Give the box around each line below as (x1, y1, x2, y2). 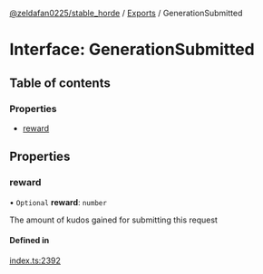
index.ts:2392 (9, 255, 62, 266)
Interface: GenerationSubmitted (9, 40, 256, 60)
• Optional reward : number (9, 196, 107, 207)
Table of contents (9, 75, 111, 90)
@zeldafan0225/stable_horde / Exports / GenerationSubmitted (9, 8, 243, 18)
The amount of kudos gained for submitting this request (9, 214, 218, 225)
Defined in (9, 235, 50, 246)
